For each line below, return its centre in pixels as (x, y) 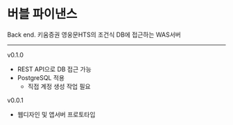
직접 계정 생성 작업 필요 (59, 86)
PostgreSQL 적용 (41, 77)
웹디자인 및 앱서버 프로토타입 (56, 114)
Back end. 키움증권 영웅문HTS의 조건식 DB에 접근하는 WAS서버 (94, 35)
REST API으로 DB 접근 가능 (54, 69)
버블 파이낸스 (42, 14)
